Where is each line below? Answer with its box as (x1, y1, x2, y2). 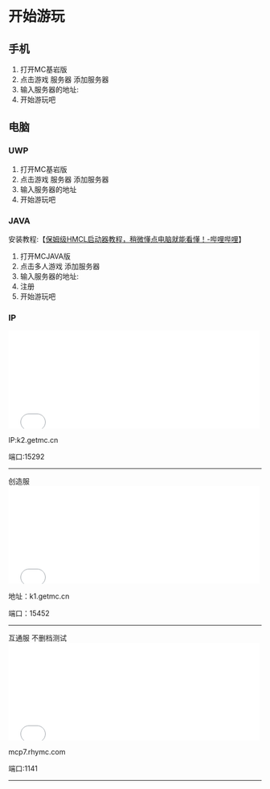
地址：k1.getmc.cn (8, 591, 70, 601)
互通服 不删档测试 (8, 633, 67, 643)
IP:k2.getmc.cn (8, 435, 59, 445)
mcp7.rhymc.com (8, 747, 66, 757)
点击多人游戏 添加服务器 (19, 261, 100, 271)
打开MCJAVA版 (19, 251, 71, 261)
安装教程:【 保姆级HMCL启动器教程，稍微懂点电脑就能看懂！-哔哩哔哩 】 (8, 234, 246, 243)
